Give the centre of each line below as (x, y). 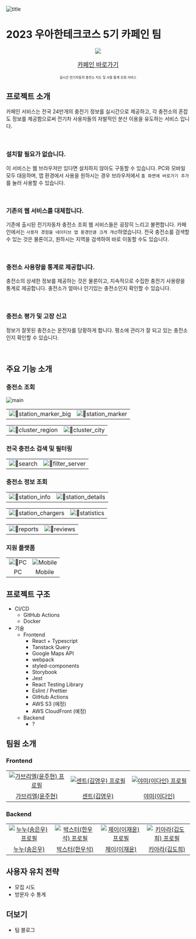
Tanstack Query (51, 647)
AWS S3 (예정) (49, 704)
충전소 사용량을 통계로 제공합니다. (50, 267)
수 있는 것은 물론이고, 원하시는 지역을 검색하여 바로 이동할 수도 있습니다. (87, 239)
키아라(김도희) (167, 849)
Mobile (45, 572)
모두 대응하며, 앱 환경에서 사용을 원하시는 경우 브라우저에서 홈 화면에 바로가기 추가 (98, 175)
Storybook (44, 672)
